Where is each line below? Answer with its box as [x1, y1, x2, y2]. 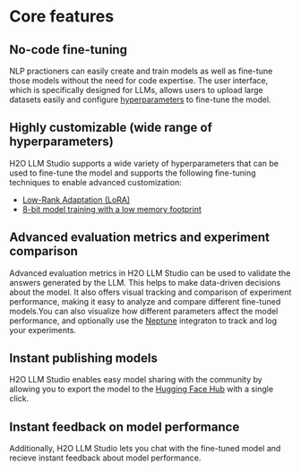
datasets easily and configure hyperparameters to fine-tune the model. [9, 94, 271, 105]
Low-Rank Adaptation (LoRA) [21, 194, 131, 205]
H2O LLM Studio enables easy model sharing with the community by [9, 374, 262, 385]
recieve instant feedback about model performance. [9, 452, 202, 463]
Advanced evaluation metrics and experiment [9, 230, 271, 245]
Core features [9, 6, 115, 27]
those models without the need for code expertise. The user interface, [9, 75, 269, 86]
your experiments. [9, 324, 77, 335]
